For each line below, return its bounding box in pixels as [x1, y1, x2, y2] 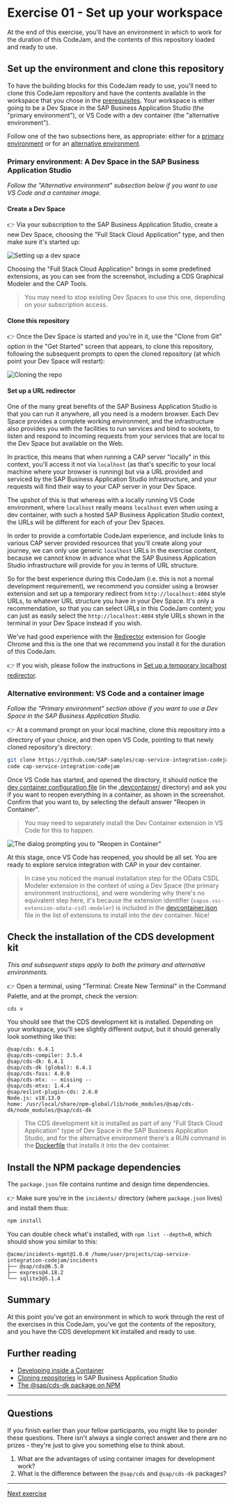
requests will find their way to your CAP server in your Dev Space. [7, 482, 197, 490]
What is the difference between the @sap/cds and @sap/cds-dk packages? [17, 1469, 227, 1478]
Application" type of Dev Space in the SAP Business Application [24, 1127, 208, 1135]
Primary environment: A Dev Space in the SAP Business [7, 157, 200, 166]
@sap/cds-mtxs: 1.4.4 [7, 1083, 70, 1090]
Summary [7, 1294, 51, 1306]
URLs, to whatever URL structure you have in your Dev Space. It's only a [7, 597, 214, 605]
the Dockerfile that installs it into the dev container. [24, 1141, 171, 1150]
